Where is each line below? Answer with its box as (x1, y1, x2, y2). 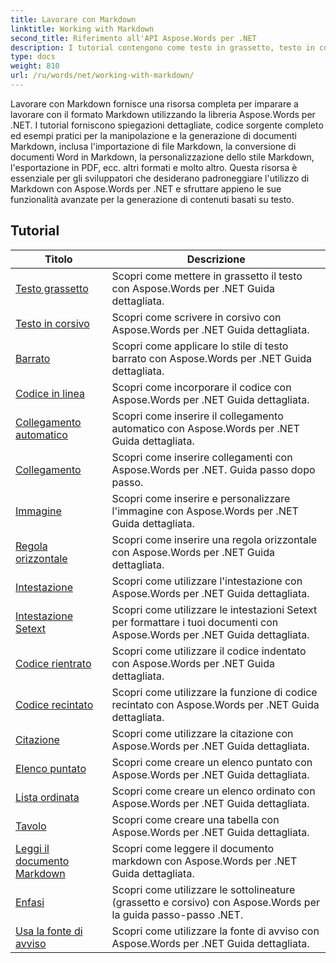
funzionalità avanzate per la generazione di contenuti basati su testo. (10, 193, 295, 205)
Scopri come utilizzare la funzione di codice (111, 685, 318, 699)
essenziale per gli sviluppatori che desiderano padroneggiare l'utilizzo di (10, 172, 310, 184)
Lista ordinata (15, 790, 80, 804)
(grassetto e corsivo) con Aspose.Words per (111, 895, 320, 909)
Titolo (44, 252, 73, 266)
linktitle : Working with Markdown (10, 24, 155, 34)
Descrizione (186, 252, 246, 266)
